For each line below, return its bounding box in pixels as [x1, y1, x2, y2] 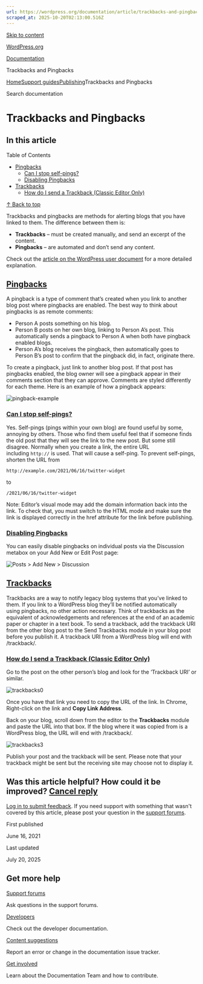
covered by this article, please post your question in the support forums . [6, 809, 186, 816]
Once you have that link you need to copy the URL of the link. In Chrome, [6, 698, 188, 706]
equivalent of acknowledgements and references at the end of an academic [6, 614, 195, 621]
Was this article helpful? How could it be [6, 777, 161, 787]
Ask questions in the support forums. [6, 901, 98, 908]
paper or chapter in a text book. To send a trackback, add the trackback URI [6, 620, 196, 628]
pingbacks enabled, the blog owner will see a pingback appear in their [6, 370, 181, 378]
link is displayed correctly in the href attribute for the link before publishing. [6, 514, 194, 521]
